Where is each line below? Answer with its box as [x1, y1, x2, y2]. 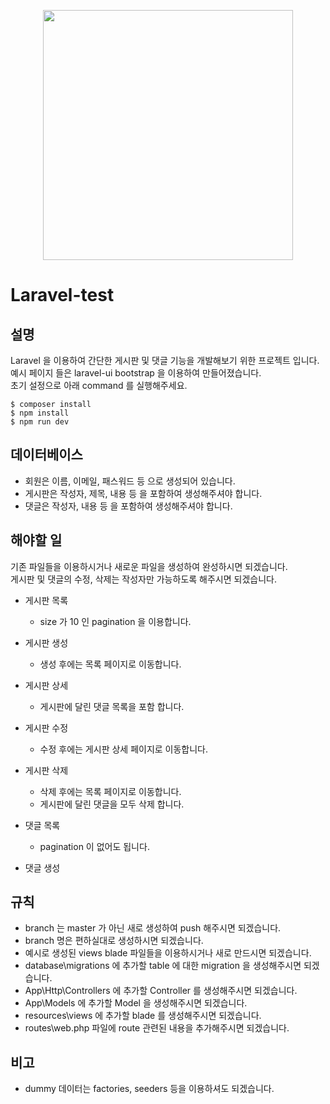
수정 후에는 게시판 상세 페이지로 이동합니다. [39, 743, 209, 755]
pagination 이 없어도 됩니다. [39, 840, 150, 852]
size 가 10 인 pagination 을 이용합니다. [39, 615, 192, 627]
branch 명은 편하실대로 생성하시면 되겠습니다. [24, 935, 204, 947]
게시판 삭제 [24, 764, 69, 776]
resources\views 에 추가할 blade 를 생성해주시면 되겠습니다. [24, 1010, 262, 1022]
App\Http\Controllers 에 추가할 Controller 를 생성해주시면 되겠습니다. [24, 985, 298, 997]
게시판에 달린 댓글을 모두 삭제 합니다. [39, 798, 185, 810]
